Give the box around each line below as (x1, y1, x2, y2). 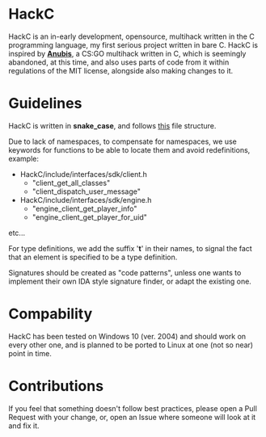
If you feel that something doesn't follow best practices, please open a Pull (8, 403, 257, 413)
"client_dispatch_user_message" (32, 187, 141, 196)
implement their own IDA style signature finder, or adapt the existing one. (8, 276, 252, 286)
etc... (8, 228, 26, 237)
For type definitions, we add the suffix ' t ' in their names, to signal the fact (8, 243, 252, 253)
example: (8, 153, 39, 163)
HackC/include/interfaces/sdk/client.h (19, 169, 148, 179)
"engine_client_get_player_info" (32, 204, 137, 213)
